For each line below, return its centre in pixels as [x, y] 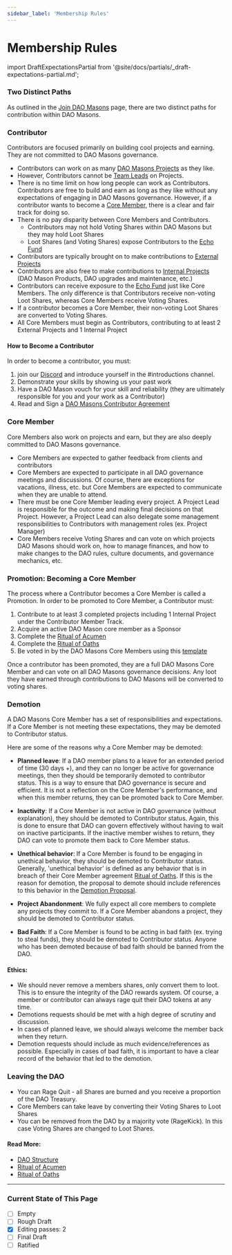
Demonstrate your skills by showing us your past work [94, 382]
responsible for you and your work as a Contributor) [91, 397]
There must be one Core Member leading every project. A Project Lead [118, 501]
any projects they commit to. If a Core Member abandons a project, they [120, 911]
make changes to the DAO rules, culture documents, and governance [115, 553]
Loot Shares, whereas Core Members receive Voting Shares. [103, 301]
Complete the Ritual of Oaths [58, 643]
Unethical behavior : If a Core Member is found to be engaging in [109, 854]
